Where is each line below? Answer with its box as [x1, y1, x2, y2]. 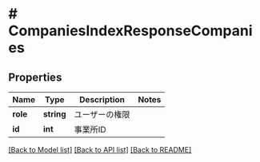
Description [79, 94, 126, 105]
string [42, 109, 66, 120]
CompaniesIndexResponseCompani [8, 22, 253, 40]
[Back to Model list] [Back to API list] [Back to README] [8, 145, 192, 154]
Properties [8, 70, 62, 84]
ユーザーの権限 [74, 109, 130, 120]
